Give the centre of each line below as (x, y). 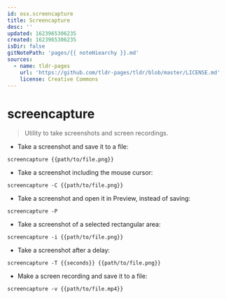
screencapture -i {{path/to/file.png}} (65, 237)
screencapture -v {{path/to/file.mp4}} (65, 289)
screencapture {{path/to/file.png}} (61, 160)
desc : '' (20, 27)
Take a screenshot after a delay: (64, 251)
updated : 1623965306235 (42, 33)
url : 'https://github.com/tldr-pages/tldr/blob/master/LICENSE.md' (120, 72)
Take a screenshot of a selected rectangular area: (89, 225)
